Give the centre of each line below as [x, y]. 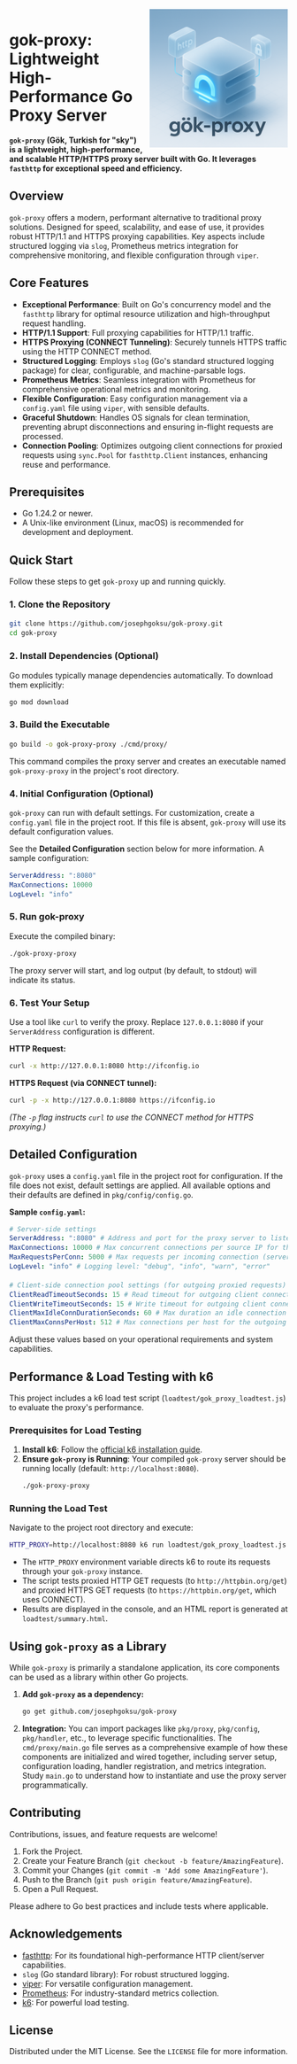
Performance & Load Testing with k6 [111, 1377]
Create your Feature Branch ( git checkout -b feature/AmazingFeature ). [153, 1860]
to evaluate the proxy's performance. [76, 1407]
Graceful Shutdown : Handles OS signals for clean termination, [136, 417]
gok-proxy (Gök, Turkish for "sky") [73, 140]
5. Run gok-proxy [47, 917]
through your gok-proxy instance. [82, 1571]
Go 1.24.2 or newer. [57, 514]
